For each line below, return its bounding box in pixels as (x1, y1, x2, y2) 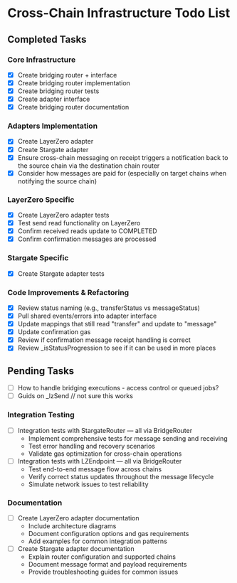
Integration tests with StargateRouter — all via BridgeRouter (17, 426, 193, 434)
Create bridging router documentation (17, 103, 130, 112)
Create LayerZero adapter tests (17, 211, 110, 220)
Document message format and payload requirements (28, 560, 187, 569)
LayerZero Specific (7, 194, 75, 204)
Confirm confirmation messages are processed (17, 235, 157, 243)
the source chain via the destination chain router (17, 161, 160, 170)
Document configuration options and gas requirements (28, 530, 189, 538)
